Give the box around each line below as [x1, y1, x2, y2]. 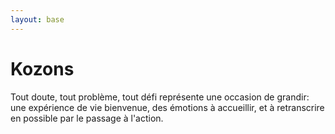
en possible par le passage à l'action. [10, 112, 164, 124]
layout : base [10, 14, 65, 25]
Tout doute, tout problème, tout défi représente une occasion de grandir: [10, 91, 310, 103]
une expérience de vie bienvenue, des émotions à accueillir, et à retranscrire [10, 101, 325, 113]
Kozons [10, 57, 75, 80]
